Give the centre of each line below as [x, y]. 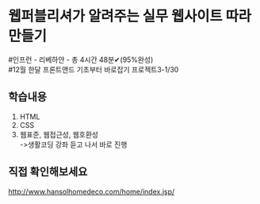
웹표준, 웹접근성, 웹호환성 [59, 134]
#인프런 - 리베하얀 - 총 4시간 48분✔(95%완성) [81, 60]
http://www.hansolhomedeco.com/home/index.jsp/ [92, 191]
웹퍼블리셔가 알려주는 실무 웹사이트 [116, 16]
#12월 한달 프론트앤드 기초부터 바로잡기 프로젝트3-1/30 [94, 69]
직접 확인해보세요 [48, 172]
